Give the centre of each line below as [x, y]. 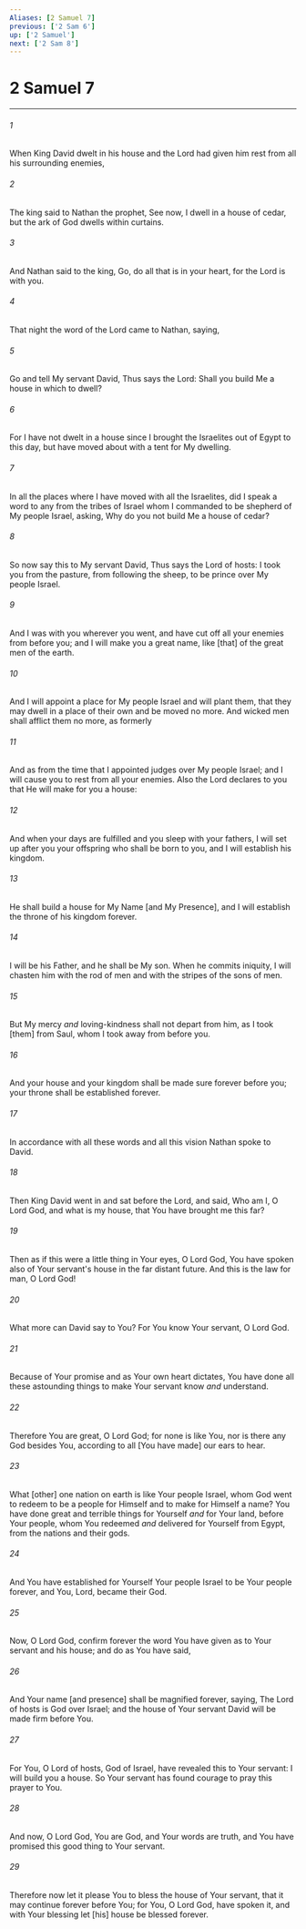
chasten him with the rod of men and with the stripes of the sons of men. [146, 975]
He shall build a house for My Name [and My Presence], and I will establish [150, 906]
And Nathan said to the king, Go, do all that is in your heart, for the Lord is [148, 270]
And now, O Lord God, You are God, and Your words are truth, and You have [152, 1836]
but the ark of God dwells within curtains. [87, 222]
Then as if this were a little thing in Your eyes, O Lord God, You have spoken [152, 1260]
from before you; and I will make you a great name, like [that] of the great [147, 643]
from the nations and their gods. [70, 1533]
